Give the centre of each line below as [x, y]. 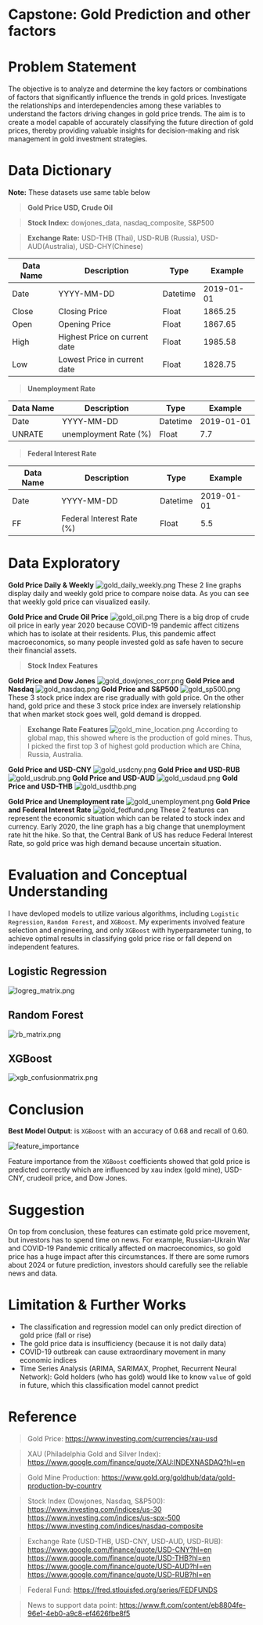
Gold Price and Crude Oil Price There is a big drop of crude [129, 617]
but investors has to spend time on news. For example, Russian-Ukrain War [129, 1240]
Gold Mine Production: [63, 1477]
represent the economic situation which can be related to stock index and [126, 818]
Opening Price [85, 324]
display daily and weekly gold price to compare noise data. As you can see [129, 593]
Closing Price [83, 312]
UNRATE [28, 434]
